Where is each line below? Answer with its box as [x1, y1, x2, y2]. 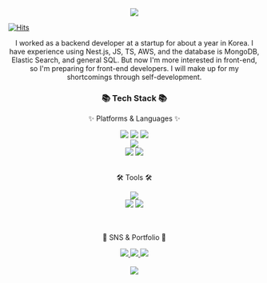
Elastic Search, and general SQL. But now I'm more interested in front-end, [11, 55, 257, 65]
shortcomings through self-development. [66, 72, 202, 82]
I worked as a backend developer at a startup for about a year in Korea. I [14, 38, 254, 47]
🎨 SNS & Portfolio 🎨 [102, 233, 166, 242]
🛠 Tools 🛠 [116, 173, 153, 182]
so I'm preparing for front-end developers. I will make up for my [29, 64, 240, 73]
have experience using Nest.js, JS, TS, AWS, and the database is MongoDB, [9, 47, 260, 56]
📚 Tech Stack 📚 [101, 92, 168, 103]
